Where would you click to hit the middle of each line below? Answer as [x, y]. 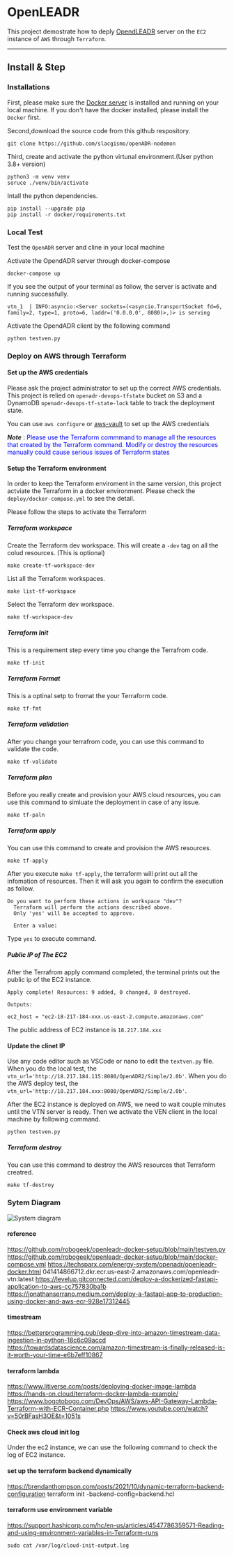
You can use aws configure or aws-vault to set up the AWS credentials [108, 424]
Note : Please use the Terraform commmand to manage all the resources [112, 437]
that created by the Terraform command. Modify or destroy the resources [112, 445]
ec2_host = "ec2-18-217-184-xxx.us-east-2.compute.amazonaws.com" [106, 1017]
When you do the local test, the [52, 1068]
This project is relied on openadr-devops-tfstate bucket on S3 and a [105, 395]
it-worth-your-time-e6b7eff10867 [55, 1354]
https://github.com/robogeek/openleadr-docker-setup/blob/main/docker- [112, 1257]
